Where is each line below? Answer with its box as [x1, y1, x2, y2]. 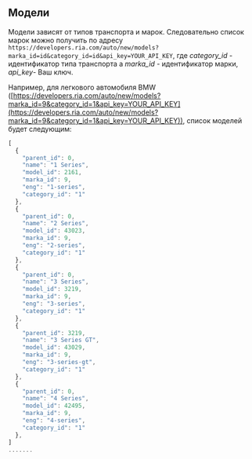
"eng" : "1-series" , [22, 184, 86, 191]
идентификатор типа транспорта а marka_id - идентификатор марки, [8, 59, 239, 68]
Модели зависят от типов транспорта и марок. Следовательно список [8, 27, 245, 36]
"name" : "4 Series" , [22, 395, 89, 403]
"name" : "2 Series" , [22, 220, 89, 228]
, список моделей [182, 115, 243, 125]
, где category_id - [172, 50, 233, 60]
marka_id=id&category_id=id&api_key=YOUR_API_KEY [8, 52, 174, 60]
